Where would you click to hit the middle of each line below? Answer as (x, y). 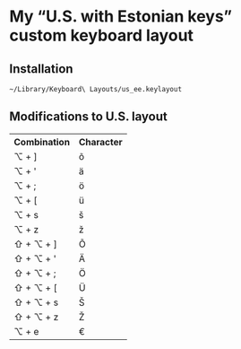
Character (100, 142)
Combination (42, 142)
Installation (41, 69)
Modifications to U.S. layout (88, 117)
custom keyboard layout (102, 35)
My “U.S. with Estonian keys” (121, 17)
